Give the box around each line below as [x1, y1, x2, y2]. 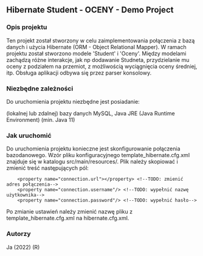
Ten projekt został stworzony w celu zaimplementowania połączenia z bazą [6, 36, 195, 44]
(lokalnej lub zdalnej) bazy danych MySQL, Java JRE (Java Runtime [6, 109, 175, 117]
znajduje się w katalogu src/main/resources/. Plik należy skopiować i [6, 158, 178, 166]
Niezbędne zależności [6, 84, 74, 93]
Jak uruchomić [6, 131, 52, 140]
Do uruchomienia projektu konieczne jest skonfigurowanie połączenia [6, 145, 181, 152]
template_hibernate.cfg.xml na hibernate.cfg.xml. [6, 215, 129, 222]
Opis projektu [6, 23, 47, 32]
